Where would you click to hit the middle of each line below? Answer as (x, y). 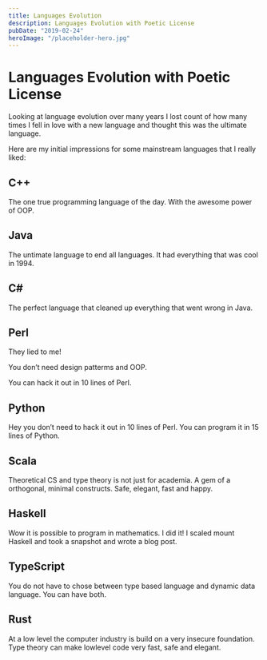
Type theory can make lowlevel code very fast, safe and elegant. (115, 647)
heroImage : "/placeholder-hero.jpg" (69, 38)
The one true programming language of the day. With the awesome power (130, 202)
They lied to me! (35, 352)
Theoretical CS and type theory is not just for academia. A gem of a (120, 480)
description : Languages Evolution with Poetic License (102, 23)
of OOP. (21, 210)
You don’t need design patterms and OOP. (78, 368)
